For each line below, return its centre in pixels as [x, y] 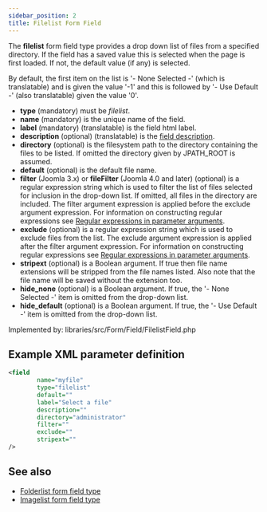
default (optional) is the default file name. [88, 170]
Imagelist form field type [60, 499]
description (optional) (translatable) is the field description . [117, 136]
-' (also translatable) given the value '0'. [74, 95]
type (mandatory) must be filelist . [75, 110]
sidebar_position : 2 [43, 16]
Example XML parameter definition [96, 354]
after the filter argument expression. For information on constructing [132, 246]
